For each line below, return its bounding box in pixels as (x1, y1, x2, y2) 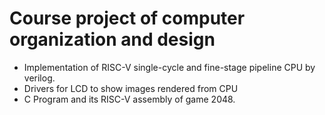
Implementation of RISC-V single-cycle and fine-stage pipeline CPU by (23, 61, 316, 73)
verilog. (23, 72, 56, 84)
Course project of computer (9, 7, 246, 30)
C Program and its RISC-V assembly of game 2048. (23, 93, 236, 105)
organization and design (9, 28, 216, 51)
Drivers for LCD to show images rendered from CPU (23, 82, 239, 94)
